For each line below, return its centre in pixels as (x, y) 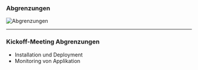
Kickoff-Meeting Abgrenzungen (53, 42)
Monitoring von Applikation (47, 61)
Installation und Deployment (49, 55)
